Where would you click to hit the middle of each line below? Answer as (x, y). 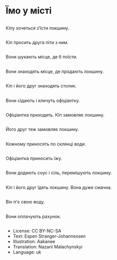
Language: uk (27, 252)
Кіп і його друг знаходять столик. (41, 86)
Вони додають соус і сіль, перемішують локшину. (59, 173)
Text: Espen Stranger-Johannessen (49, 236)
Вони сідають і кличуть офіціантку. (43, 100)
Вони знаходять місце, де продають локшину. (55, 71)
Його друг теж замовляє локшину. (42, 129)
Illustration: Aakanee (34, 241)
